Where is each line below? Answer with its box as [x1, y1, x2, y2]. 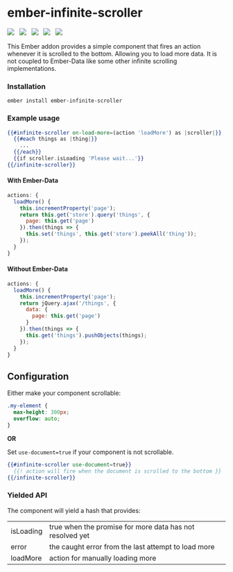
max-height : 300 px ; [13, 409, 70, 416]
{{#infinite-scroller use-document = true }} [7, 461, 132, 468]
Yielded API [7, 491, 47, 500]
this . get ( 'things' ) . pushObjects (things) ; [25, 332, 148, 339]
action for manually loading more [49, 553, 157, 563]
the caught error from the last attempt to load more [49, 541, 215, 551]
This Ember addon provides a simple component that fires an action [7, 42, 201, 50]
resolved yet [49, 530, 90, 540]
